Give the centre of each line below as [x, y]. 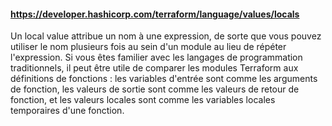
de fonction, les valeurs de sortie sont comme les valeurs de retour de [155, 89]
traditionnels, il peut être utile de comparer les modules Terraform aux [154, 68]
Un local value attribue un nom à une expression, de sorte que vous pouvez [166, 36]
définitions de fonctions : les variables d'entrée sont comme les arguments [164, 79]
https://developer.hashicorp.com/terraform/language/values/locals [155, 14]
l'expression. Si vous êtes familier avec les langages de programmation [156, 57]
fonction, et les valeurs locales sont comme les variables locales [143, 100]
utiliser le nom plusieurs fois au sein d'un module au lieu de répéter [148, 47]
